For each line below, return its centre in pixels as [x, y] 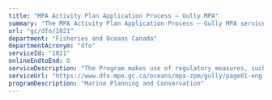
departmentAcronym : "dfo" [52, 46]
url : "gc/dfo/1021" [41, 31]
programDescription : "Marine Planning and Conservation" [106, 83]
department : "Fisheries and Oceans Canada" [83, 38]
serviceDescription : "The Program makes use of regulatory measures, [128, 69]
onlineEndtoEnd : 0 [39, 61]
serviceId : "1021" [39, 53]
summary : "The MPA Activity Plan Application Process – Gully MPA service [137, 23]
